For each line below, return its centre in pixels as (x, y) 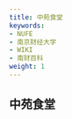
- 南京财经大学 (33, 42)
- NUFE (21, 33)
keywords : (27, 26)
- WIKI (21, 50)
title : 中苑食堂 (36, 17)
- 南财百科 (26, 58)
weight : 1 (27, 67)
